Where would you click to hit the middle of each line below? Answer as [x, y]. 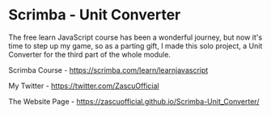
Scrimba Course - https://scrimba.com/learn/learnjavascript [108, 70]
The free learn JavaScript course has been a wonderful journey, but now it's [135, 37]
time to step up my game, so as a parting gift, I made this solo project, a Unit [135, 45]
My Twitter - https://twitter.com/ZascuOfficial [84, 86]
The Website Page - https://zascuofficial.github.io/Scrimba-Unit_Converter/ [134, 101]
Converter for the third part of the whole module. [90, 54]
